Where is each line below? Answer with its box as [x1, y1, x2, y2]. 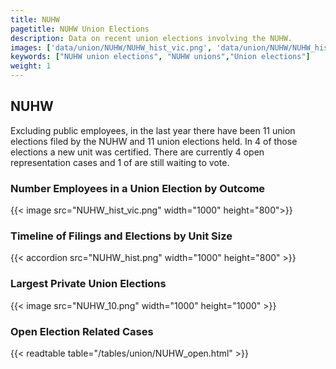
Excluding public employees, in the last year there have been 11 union [10, 124, 296, 136]
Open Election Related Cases [10, 324, 154, 338]
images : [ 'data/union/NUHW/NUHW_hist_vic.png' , [10, 42, 213, 53]
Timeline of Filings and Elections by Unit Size [10, 229, 233, 243]
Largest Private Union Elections [10, 277, 167, 291]
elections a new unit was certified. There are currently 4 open [10, 146, 265, 158]
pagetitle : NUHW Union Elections [10, 24, 150, 34]
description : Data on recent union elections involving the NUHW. [10, 33, 293, 43]
